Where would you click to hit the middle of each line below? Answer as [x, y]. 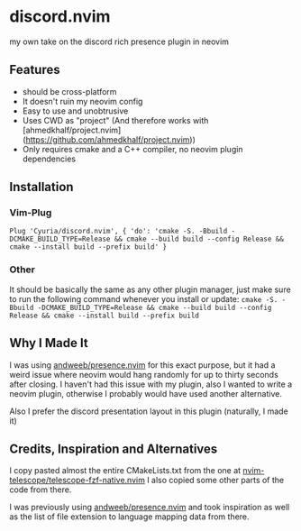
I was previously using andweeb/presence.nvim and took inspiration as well [150, 508]
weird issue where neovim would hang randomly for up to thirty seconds [144, 374]
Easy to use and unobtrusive [75, 111]
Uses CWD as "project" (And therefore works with [115, 120]
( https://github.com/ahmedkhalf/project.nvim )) [109, 139]
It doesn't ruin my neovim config [82, 101]
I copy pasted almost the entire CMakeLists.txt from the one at [125, 471]
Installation [41, 187]
